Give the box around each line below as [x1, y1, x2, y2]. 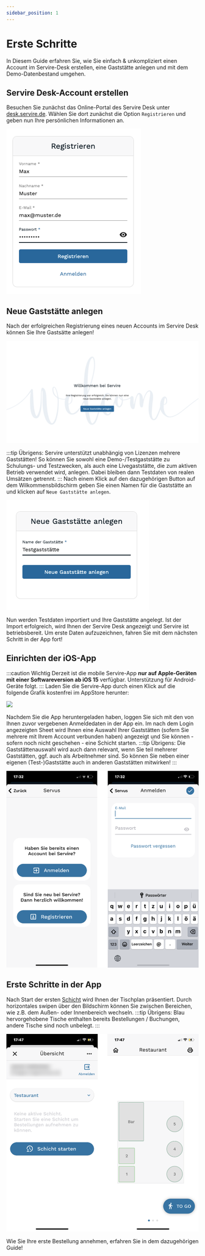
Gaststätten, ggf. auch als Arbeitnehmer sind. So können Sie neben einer [6, 752, 189, 759]
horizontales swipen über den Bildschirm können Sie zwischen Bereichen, [6, 1002, 193, 1010]
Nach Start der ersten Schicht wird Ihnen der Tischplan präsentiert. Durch [6, 996, 192, 1003]
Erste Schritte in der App [6, 980, 102, 990]
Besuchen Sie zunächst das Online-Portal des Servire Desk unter [6, 104, 170, 111]
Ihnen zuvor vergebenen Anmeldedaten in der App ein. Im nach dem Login [6, 720, 194, 727]
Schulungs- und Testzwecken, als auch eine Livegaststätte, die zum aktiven [6, 462, 197, 469]
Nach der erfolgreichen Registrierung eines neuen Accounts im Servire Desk [6, 322, 199, 329]
